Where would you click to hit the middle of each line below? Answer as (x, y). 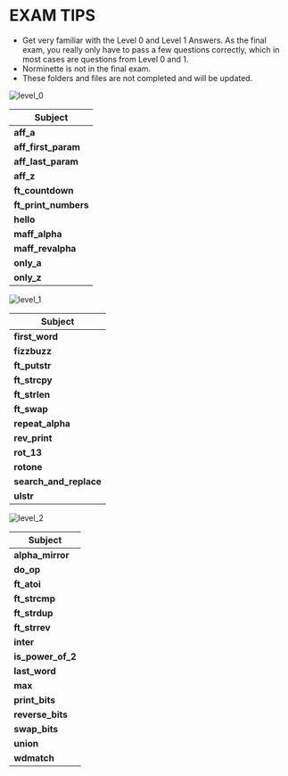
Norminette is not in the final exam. (86, 69)
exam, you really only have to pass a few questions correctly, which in (151, 49)
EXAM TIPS (53, 16)
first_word (36, 336)
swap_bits (36, 729)
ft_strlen (32, 394)
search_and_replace (58, 481)
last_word (35, 671)
